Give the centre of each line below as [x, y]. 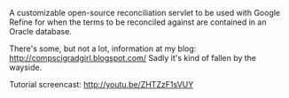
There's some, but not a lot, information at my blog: [103, 49]
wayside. [26, 67]
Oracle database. [41, 31]
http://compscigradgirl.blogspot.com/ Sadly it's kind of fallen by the [133, 58]
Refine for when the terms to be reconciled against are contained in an [138, 22]
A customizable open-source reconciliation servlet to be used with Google [145, 13]
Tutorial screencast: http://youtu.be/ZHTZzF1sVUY [102, 84]
